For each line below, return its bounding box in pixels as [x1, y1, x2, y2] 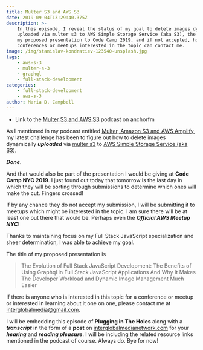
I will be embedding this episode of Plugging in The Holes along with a [6, 317, 183, 325]
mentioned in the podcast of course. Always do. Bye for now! [6, 337, 159, 344]
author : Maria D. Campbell [6, 99, 74, 105]
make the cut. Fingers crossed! [6, 189, 83, 197]
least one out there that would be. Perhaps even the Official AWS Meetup [6, 214, 190, 221]
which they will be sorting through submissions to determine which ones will [6, 183, 196, 190]
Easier [21, 281, 37, 288]
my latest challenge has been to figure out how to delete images [6, 134, 166, 141]
